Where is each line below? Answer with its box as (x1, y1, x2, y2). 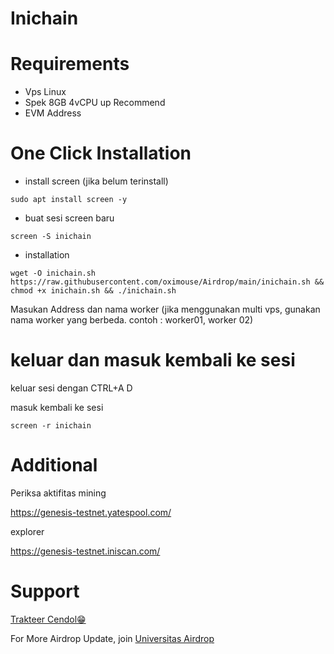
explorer (10, 525, 45, 537)
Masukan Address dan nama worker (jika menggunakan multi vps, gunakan (10, 303, 321, 316)
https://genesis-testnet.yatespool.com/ (10, 506, 172, 518)
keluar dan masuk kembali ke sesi (10, 349, 296, 372)
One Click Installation (10, 142, 192, 165)
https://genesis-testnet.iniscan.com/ (10, 545, 161, 557)
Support (10, 580, 80, 603)
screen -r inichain (10, 421, 92, 431)
